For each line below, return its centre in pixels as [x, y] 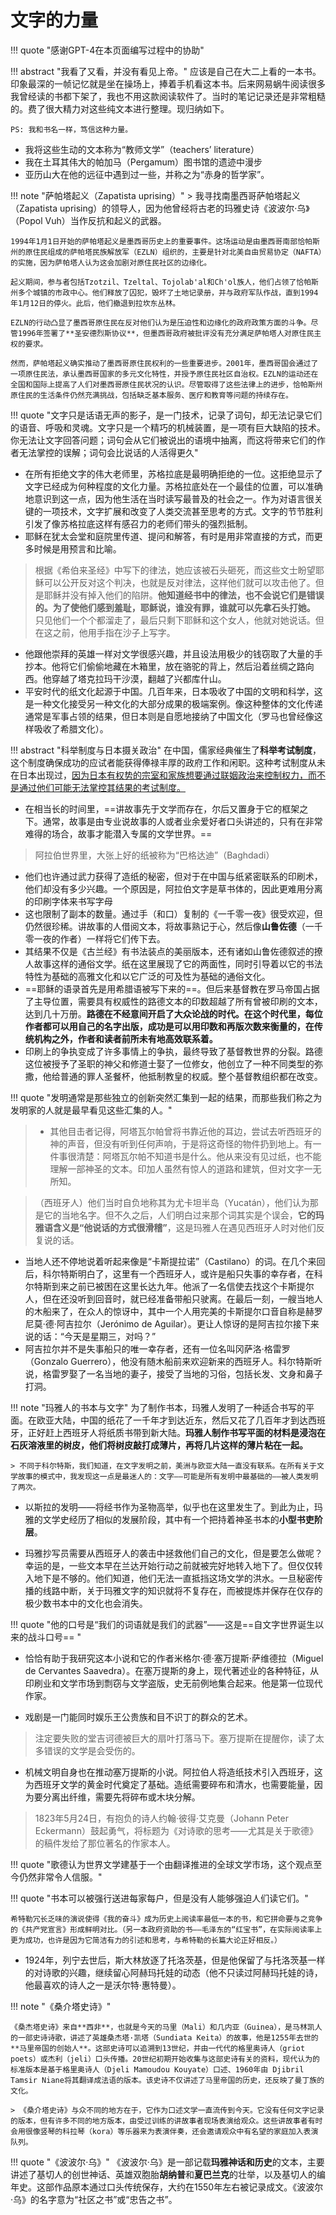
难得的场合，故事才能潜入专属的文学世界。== [118, 833]
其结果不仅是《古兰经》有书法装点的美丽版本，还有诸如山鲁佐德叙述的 [169, 951]
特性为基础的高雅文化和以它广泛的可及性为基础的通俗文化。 [147, 976]
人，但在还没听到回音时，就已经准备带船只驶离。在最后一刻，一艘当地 [169, 1298]
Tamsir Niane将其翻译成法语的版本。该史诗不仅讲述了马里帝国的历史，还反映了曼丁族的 [167, 2080]
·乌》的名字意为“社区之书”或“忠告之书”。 [94, 2199]
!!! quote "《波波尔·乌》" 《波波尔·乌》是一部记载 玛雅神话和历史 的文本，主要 [167, 2162]
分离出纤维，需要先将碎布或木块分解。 [121, 1797]
